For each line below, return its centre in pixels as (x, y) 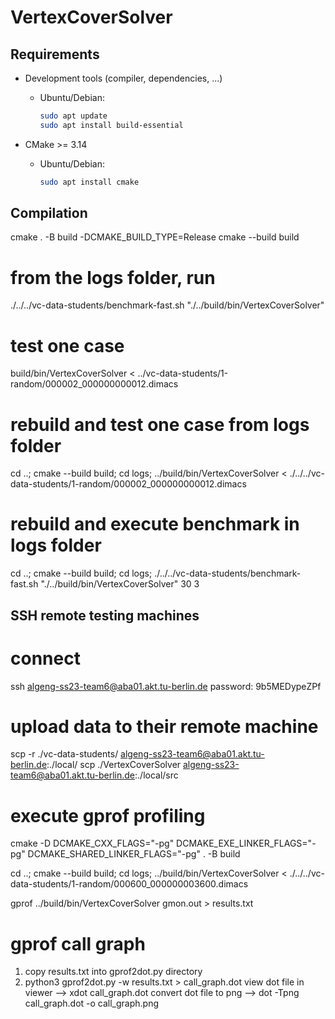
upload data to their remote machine (164, 726)
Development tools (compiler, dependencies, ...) (123, 78)
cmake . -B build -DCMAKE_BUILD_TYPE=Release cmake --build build (155, 237)
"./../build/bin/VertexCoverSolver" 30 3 (120, 584)
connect (45, 658)
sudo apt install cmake (89, 182)
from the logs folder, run (113, 277)
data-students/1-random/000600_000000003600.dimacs (129, 884)
